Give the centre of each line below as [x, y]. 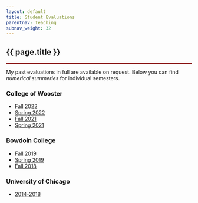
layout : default [26, 12]
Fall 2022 [26, 106]
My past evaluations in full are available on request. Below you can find [92, 72]
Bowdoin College [31, 140]
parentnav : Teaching [32, 22]
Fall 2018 [26, 166]
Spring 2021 [29, 125]
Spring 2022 [30, 113]
